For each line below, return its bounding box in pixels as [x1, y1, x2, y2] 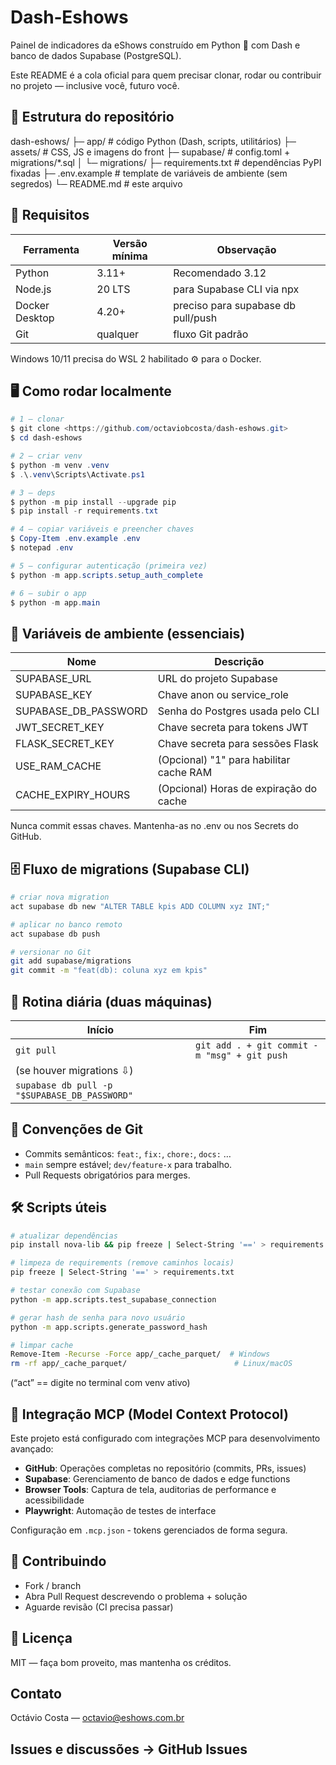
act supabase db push [10, 929, 101, 939]
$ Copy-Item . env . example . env [10, 534, 141, 544]
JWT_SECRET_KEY [15, 721, 105, 735]
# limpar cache [10, 1340, 74, 1350]
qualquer [96, 327, 140, 341]
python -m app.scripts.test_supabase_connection [10, 1294, 217, 1305]
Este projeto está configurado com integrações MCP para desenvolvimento [10, 1432, 321, 1444]
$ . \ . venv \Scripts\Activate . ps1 [10, 469, 145, 480]
